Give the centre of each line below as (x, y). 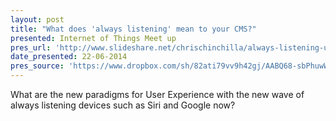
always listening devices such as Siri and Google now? (123, 105)
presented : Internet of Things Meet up (93, 38)
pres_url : (31, 47)
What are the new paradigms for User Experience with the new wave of (157, 94)
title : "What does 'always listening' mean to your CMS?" (133, 29)
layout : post (37, 19)
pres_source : (37, 66)
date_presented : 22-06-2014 (69, 57)
